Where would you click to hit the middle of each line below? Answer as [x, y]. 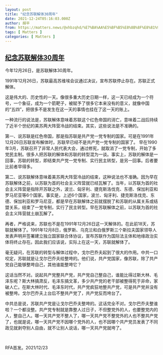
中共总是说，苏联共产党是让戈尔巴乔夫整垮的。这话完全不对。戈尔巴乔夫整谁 [81, 303]
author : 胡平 [17, 23]
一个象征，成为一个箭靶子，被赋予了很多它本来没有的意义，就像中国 [81, 103]
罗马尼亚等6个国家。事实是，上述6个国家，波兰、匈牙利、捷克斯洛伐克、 [78, 195]
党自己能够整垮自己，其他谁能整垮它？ [43, 264]
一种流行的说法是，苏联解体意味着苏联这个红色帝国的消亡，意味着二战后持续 [81, 119]
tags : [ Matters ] [24, 32]
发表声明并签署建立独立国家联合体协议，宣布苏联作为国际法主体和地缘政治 [79, 236]
